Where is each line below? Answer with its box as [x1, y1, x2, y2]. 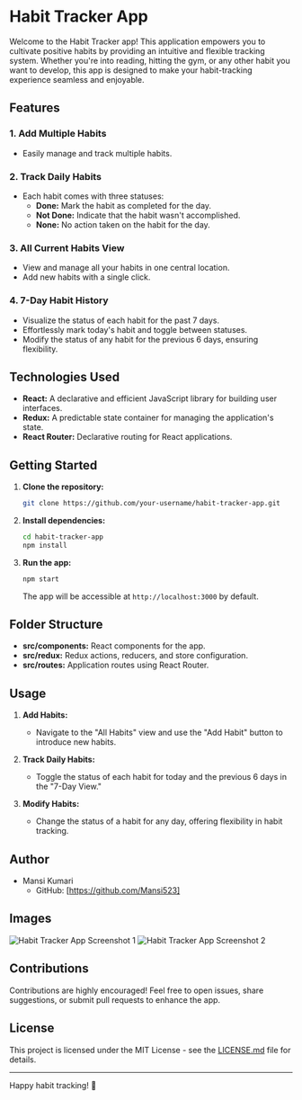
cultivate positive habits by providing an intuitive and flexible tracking [9, 45, 265, 56]
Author [9, 852, 49, 867]
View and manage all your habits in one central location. [22, 263, 230, 273]
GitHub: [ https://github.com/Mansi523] [35, 885, 181, 896]
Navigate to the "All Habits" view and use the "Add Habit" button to [35, 727, 283, 738]
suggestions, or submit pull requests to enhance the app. [9, 994, 221, 1005]
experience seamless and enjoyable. [9, 74, 146, 85]
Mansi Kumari [22, 875, 74, 887]
